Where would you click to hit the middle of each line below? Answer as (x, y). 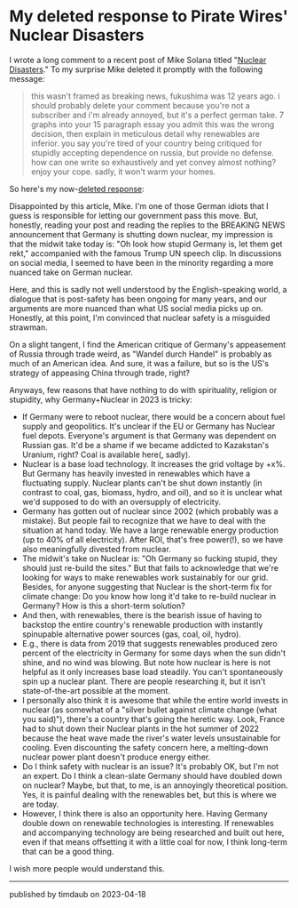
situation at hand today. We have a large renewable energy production (150, 530)
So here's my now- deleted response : (77, 189)
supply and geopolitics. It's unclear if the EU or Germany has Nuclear (149, 426)
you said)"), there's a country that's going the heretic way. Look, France (153, 719)
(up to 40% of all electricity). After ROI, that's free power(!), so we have (153, 539)
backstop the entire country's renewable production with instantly (142, 624)
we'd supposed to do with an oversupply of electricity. (122, 502)
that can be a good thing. (68, 851)
